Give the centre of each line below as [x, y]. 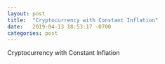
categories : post [33, 33]
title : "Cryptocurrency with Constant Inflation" [83, 20]
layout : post [26, 14]
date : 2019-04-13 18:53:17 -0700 [59, 26]
